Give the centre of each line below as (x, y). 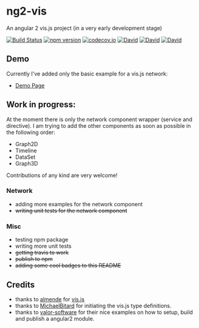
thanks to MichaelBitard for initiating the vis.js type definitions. (93, 305)
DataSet (25, 157)
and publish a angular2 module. (55, 318)
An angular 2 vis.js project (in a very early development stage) (84, 28)
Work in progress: (41, 105)
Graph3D (26, 163)
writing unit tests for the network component (71, 211)
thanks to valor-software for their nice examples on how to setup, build (104, 312)
